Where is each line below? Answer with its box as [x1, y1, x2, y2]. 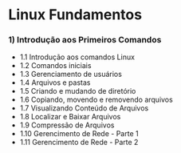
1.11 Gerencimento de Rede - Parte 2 [19, 138, 139, 147]
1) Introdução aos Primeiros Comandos [8, 34, 162, 46]
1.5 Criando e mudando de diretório [19, 87, 136, 96]
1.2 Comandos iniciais [19, 61, 92, 70]
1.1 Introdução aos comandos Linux [19, 52, 136, 62]
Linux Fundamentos [8, 6, 142, 24]
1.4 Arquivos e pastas [19, 78, 91, 87]
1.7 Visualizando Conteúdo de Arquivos [19, 103, 149, 113]
